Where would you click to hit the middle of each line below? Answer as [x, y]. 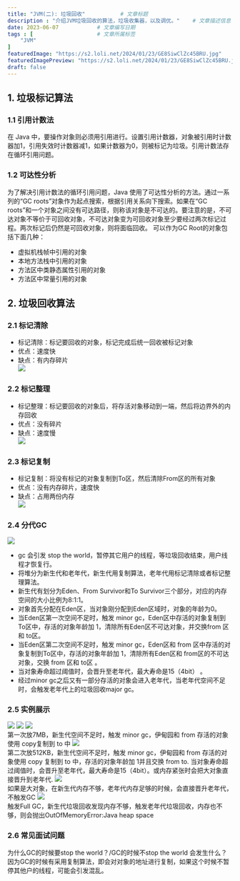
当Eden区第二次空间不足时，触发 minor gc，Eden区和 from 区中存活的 [121, 644]
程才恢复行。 [36, 564]
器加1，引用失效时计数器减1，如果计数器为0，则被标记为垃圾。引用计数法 [115, 146]
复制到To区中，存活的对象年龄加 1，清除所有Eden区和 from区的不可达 [127, 654]
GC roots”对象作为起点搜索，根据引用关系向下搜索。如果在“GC [115, 201]
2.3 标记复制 [29, 462]
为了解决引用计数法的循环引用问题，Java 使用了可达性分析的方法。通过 [112, 192]
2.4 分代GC [27, 524]
